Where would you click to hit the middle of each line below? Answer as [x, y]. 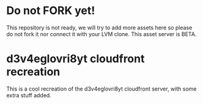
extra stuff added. [29, 95]
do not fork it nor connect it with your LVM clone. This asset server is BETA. [102, 34]
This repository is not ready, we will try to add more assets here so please [99, 28]
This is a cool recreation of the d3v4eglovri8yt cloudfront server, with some [102, 89]
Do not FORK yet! [51, 11]
